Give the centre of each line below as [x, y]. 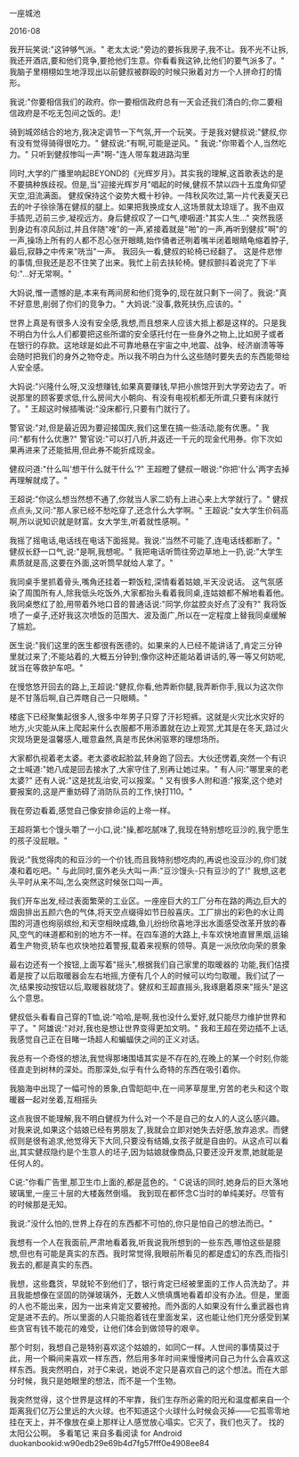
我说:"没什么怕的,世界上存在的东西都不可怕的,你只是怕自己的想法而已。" [141, 1223]
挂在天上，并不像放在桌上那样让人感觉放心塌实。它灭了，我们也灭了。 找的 [147, 1422]
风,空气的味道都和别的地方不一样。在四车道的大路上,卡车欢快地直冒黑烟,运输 [149, 934]
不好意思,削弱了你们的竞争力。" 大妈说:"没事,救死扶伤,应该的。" [125, 304]
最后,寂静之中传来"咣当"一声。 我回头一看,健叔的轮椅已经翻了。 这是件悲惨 [146, 251]
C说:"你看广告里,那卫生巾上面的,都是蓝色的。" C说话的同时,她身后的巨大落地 [149, 1182]
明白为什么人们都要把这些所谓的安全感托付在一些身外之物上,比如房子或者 [150, 334]
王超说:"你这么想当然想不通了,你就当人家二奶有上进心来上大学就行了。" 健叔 [149, 499]
